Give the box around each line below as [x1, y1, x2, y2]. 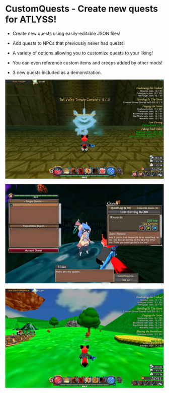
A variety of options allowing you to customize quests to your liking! [12, 50, 153, 56]
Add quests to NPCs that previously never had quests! [12, 40, 125, 46]
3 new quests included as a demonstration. [12, 69, 102, 76]
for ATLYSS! [5, 14, 57, 25]
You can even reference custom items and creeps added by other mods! [12, 59, 162, 65]
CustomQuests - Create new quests [5, 3, 158, 15]
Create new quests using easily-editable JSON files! [12, 30, 121, 36]
